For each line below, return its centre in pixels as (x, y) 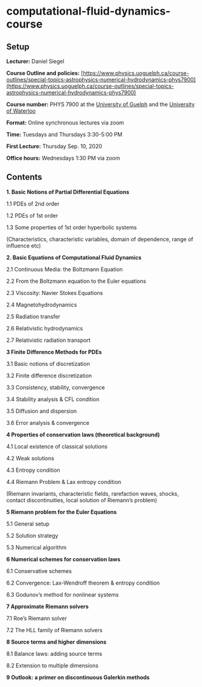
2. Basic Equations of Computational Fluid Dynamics (74, 257)
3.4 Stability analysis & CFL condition (53, 399)
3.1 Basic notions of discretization (48, 363)
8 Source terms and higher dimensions (56, 642)
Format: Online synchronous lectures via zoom (65, 123)
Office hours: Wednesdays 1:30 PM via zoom (63, 158)
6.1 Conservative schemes (39, 571)
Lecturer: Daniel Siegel (36, 61)
